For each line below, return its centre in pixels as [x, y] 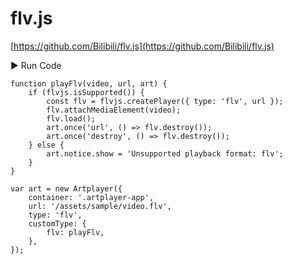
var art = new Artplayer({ [66, 188]
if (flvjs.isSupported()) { [86, 92]
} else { [46, 145]
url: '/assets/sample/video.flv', [100, 206]
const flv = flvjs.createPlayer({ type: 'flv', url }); [165, 101]
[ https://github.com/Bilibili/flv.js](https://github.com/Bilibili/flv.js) [142, 46]
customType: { [57, 223]
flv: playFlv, [75, 232]
